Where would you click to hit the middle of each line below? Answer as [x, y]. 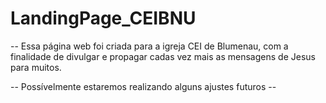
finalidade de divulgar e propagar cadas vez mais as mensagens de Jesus [163, 56]
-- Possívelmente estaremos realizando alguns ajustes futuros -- [143, 86]
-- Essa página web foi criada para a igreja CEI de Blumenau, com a [149, 46]
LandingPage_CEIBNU [103, 18]
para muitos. [36, 67]
